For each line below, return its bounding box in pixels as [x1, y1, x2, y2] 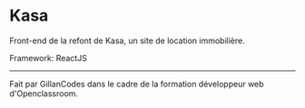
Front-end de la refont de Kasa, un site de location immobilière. [9, 35, 245, 46]
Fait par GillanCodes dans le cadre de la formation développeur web [9, 78, 265, 89]
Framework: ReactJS [9, 52, 88, 63]
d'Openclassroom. [9, 87, 79, 99]
